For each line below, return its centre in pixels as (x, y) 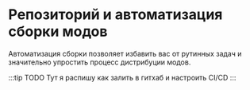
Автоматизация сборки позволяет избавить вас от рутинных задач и (125, 53)
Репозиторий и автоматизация (115, 15)
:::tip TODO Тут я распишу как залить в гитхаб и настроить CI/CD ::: (122, 77)
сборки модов (58, 31)
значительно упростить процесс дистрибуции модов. (100, 62)
